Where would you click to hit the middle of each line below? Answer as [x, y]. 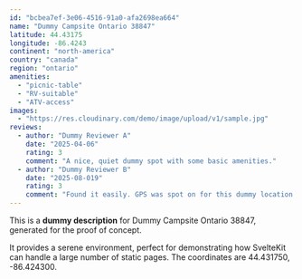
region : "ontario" [44, 69]
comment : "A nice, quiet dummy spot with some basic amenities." [151, 161]
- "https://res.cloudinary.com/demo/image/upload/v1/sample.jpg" [143, 119]
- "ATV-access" [46, 102]
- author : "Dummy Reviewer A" [74, 136]
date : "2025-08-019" [64, 178]
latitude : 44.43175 [46, 34]
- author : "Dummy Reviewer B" [74, 169]
